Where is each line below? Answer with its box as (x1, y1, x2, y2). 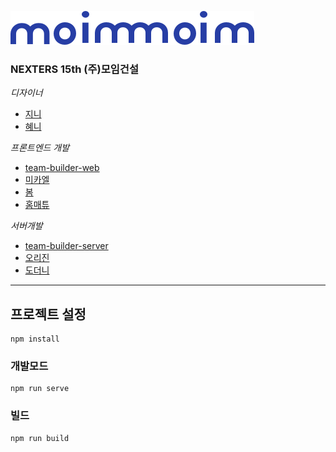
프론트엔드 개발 (10, 142, 70, 154)
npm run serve (10, 384, 70, 394)
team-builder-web (24, 162, 100, 174)
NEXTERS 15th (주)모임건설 (10, 62, 139, 76)
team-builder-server (24, 240, 109, 252)
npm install (10, 334, 60, 345)
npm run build (10, 433, 70, 443)
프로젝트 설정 (10, 306, 87, 323)
